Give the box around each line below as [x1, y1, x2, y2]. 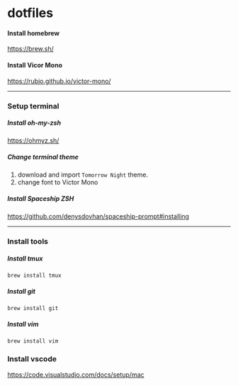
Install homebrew [7, 28, 60, 37]
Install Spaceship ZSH [7, 194, 74, 203]
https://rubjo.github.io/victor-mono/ [7, 77, 111, 85]
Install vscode [7, 354, 57, 364]
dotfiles [7, 5, 54, 21]
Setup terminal [7, 101, 59, 111]
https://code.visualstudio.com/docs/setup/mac [7, 370, 144, 379]
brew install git [7, 305, 59, 312]
